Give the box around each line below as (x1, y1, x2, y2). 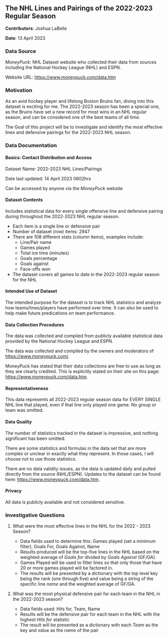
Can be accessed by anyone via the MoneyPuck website (5, 185, 123, 191)
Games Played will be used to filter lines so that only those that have (20, 559, 162, 566)
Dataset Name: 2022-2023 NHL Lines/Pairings (5, 166, 102, 172)
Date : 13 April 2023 (5, 35, 45, 41)
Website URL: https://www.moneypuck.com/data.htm (5, 74, 116, 80)
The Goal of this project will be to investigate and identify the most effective (5, 124, 163, 130)
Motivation (5, 87, 33, 94)
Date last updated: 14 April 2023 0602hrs (5, 175, 91, 181)
